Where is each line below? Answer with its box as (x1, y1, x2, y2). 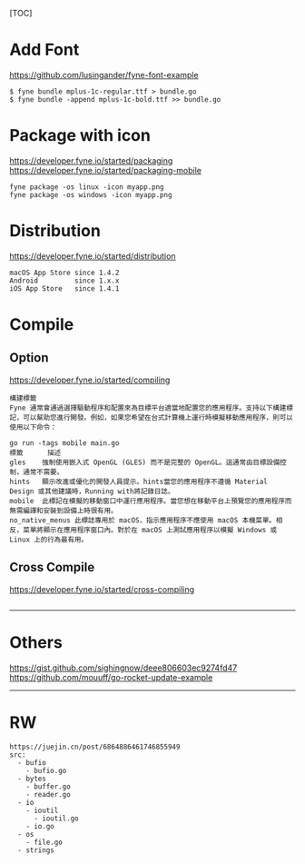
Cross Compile (9, 560, 95, 575)
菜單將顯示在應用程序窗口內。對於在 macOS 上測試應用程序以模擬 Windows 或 (22, 525, 278, 534)
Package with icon (9, 125, 152, 146)
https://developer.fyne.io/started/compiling (9, 374, 171, 385)
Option (9, 350, 49, 366)
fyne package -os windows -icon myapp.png (9, 190, 172, 199)
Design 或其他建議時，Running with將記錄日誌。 (9, 486, 175, 496)
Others (9, 631, 64, 652)
